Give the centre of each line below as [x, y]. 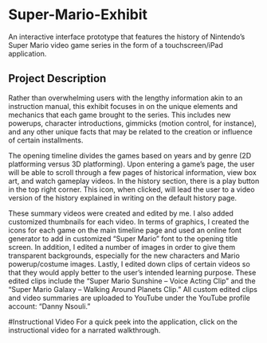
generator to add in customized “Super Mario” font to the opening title [123, 238]
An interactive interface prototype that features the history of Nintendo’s [127, 37]
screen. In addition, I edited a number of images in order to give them [122, 247]
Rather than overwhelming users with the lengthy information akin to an [126, 98]
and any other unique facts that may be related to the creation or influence [130, 131]
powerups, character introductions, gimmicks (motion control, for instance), [132, 123]
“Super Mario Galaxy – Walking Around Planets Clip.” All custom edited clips [133, 289]
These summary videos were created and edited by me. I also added [121, 213]
